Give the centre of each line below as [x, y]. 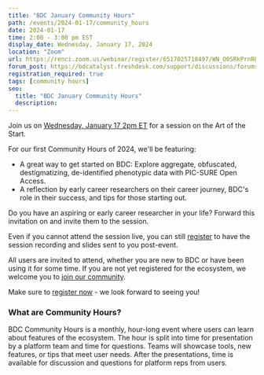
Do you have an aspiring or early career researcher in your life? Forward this [132, 213]
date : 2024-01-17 [37, 30]
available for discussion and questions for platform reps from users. [118, 363]
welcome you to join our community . [67, 277]
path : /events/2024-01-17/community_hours [79, 23]
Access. [33, 181]
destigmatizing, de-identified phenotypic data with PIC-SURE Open [128, 173]
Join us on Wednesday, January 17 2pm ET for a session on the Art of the [127, 126]
